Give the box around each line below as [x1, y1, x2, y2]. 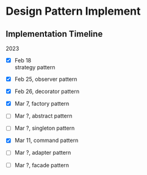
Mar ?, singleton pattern [14, 124, 75, 132]
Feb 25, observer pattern [14, 75, 77, 83]
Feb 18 [14, 57, 32, 64]
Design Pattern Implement [5, 4, 141, 18]
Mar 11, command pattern [14, 136, 79, 144]
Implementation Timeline [5, 29, 103, 39]
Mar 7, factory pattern [14, 100, 70, 108]
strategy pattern [14, 64, 56, 71]
